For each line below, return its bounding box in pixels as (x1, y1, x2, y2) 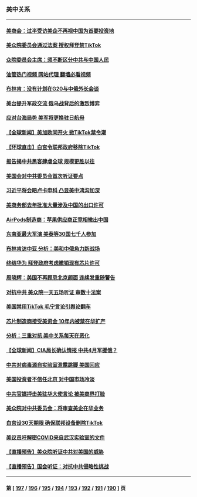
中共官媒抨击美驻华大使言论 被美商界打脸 (6, 390, 106, 397)
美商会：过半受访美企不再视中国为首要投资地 (6, 27, 114, 34)
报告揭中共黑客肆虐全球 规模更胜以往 (6, 158, 95, 165)
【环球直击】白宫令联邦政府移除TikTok (6, 143, 100, 150)
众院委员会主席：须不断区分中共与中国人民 (6, 56, 109, 63)
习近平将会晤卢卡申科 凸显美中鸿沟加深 (6, 187, 100, 194)
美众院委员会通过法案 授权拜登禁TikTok (6, 42, 101, 49)
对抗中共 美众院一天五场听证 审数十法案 (6, 289, 101, 296)
